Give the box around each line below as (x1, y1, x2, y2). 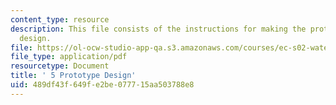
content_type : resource (10, 14, 110, 25)
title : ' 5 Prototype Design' (10, 71, 137, 81)
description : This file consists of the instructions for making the (10, 24, 307, 34)
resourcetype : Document (10, 61, 110, 71)
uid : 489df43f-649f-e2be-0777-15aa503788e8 (10, 80, 195, 90)
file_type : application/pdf (10, 52, 128, 62)
